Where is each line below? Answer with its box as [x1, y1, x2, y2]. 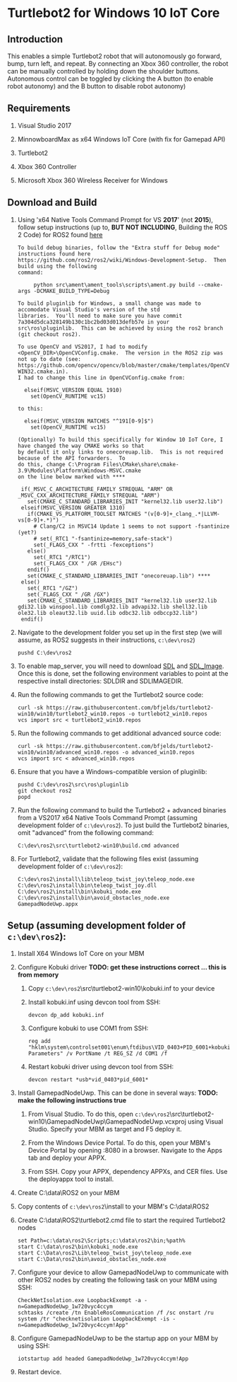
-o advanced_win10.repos [122, 749, 195, 756]
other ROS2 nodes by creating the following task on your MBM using [17, 1276, 217, 1284]
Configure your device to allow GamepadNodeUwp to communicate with [17, 1268, 229, 1277]
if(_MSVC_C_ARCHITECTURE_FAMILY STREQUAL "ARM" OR [20, 485, 173, 493]
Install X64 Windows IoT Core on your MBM [17, 950, 145, 958]
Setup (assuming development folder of [7, 920, 186, 932]
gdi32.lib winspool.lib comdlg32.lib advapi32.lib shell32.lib [17, 603, 208, 610]
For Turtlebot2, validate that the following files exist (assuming [17, 854, 199, 863]
